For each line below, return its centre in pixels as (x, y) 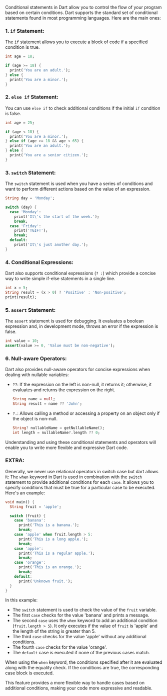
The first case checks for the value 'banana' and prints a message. (81, 615)
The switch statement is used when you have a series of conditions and (79, 184)
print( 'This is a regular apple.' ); (56, 553)
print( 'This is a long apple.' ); (53, 539)
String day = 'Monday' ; (30, 198)
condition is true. (22, 47)
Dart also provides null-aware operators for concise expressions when (78, 370)
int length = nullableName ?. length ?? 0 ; (56, 432)
